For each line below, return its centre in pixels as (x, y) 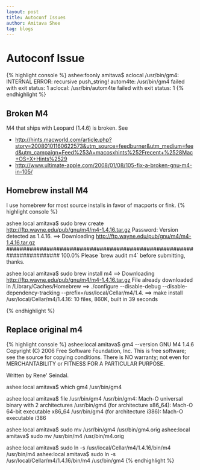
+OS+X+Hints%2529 (41, 159)
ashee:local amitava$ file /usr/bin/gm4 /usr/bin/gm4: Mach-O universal (95, 398)
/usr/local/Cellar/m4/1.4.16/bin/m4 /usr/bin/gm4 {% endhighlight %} (90, 460)
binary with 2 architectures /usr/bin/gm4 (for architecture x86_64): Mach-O (100, 405)
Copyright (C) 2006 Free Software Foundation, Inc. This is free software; (96, 351)
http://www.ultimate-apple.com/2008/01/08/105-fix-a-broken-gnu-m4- (104, 165)
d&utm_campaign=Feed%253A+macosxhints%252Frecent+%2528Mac (104, 152)
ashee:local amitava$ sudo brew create (55, 223)
